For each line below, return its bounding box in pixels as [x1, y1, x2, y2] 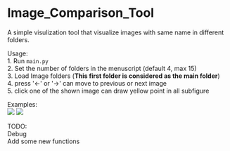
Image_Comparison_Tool [7, 5, 155, 21]
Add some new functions [7, 137, 80, 145]
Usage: [7, 49, 28, 58]
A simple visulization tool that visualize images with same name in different [7, 28, 224, 37]
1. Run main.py [7, 56, 49, 65]
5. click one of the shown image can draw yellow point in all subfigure [7, 86, 210, 95]
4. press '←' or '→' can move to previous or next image [7, 79, 167, 87]
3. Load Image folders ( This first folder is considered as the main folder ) [7, 72, 220, 80]
